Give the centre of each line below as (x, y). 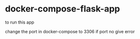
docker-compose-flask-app (63, 9)
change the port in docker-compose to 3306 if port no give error (70, 31)
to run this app (20, 22)
